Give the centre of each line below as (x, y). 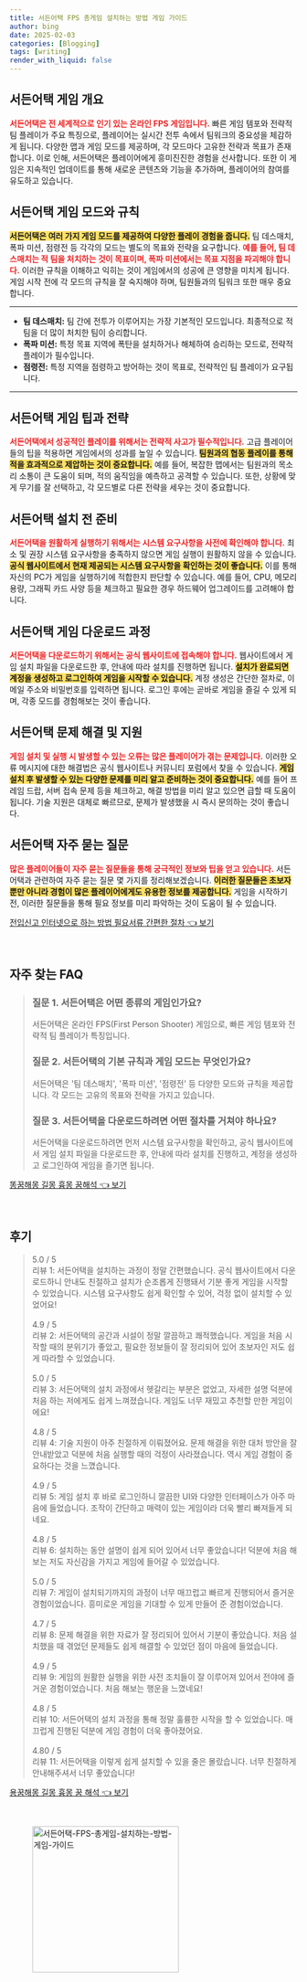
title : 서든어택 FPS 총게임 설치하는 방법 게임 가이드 (99, 18)
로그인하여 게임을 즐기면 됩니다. (98, 1165)
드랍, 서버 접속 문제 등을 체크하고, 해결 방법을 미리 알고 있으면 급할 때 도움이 (161, 790)
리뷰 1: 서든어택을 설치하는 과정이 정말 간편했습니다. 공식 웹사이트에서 (155, 1270)
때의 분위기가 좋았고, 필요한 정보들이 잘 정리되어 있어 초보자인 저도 (167, 1346)
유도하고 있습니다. (42, 180)
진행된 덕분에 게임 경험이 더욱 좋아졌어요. (129, 1730)
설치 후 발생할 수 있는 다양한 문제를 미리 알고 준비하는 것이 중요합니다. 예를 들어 (148, 779)
